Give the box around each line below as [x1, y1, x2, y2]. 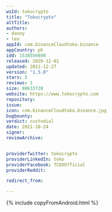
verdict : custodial [6, 119, 54, 125]
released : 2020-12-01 [6, 58, 60, 64]
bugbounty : [6, 113, 33, 119]
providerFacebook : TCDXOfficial [6, 162, 85, 168]
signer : [6, 129, 25, 136]
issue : [6, 102, 22, 108]
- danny [6, 31, 25, 37]
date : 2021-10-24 [6, 124, 49, 130]
